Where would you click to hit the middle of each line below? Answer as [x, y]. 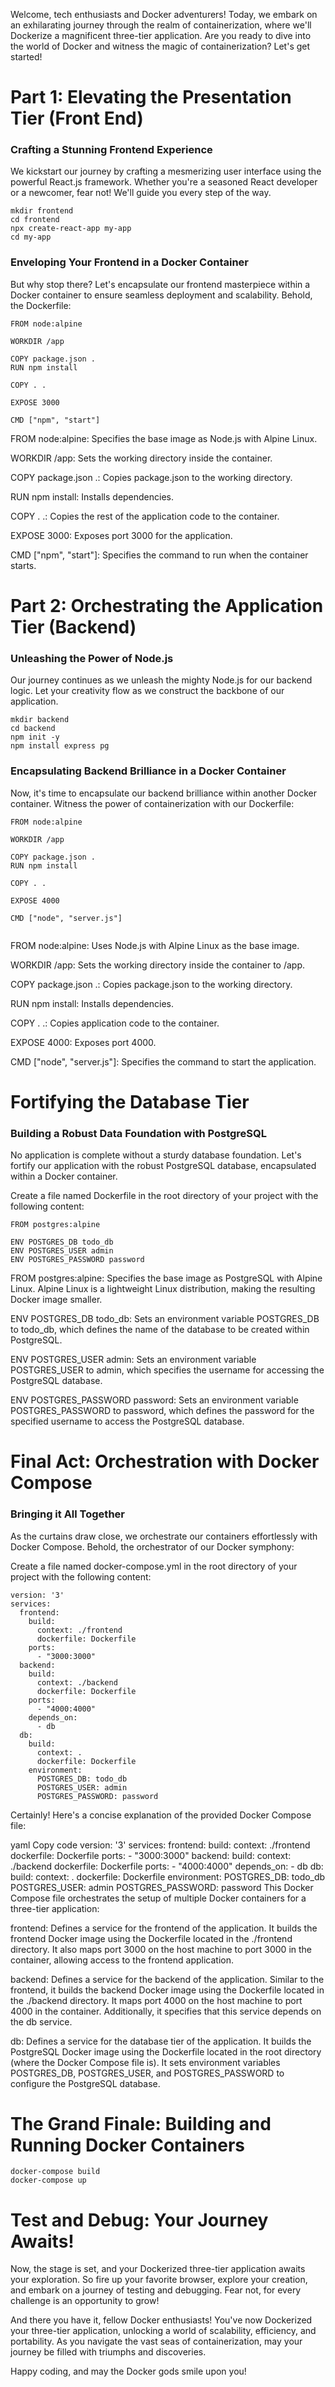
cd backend [33, 729]
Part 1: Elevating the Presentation [151, 97]
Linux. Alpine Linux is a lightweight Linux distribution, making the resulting [163, 1289]
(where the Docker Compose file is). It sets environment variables [145, 2062]
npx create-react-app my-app [71, 229]
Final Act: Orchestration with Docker [165, 1461]
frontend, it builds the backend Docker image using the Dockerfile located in [167, 1990]
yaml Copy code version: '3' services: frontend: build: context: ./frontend [160, 1845]
